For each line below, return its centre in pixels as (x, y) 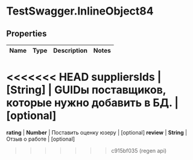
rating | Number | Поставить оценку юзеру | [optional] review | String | (97, 132)
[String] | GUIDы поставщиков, (86, 90)
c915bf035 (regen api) (139, 150)
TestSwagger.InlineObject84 (80, 11)
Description (70, 51)
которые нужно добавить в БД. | (93, 103)
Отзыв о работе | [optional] (41, 139)
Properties (27, 34)
